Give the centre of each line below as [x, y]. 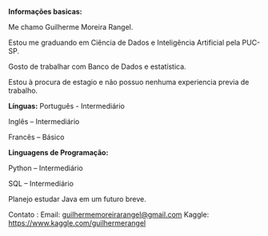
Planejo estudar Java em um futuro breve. [77, 199]
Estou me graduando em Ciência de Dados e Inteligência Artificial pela [124, 42]
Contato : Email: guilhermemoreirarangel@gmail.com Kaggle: [109, 214]
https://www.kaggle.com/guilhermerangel [77, 223]
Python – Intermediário [46, 168]
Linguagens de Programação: [58, 152]
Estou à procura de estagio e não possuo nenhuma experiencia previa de [129, 82]
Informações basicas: [45, 12]
